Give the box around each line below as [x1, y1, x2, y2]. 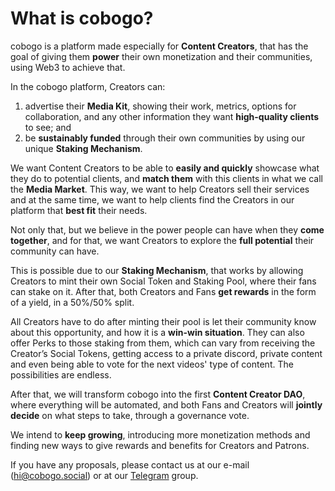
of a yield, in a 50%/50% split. [10, 296, 135, 308]
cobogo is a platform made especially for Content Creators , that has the [10, 40, 309, 52]
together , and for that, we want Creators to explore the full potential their [10, 234, 315, 246]
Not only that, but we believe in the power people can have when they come [10, 223, 325, 236]
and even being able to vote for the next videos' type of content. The [10, 358, 294, 370]
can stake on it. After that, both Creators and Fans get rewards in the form [10, 285, 317, 297]
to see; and [24, 121, 72, 133]
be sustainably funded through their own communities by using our [24, 132, 306, 144]
